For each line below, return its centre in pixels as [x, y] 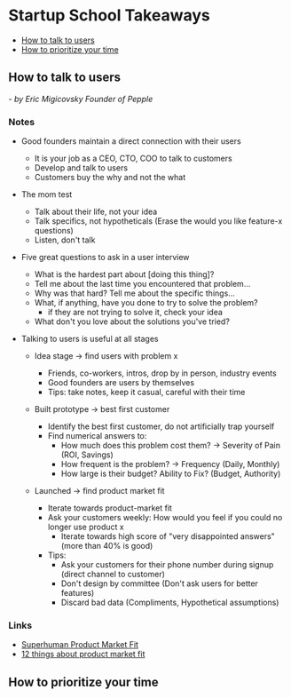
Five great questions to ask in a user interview [105, 258]
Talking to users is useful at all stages [90, 339]
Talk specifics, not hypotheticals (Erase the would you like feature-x [158, 221]
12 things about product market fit [83, 654]
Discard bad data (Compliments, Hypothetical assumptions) [170, 603]
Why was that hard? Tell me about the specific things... [135, 293]
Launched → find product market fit [99, 491]
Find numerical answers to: [97, 436]
